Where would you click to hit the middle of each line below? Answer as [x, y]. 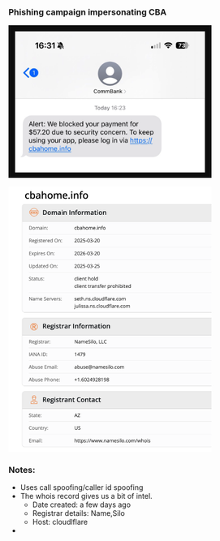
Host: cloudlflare [60, 522]
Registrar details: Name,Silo [79, 513]
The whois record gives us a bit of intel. [86, 496]
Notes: [22, 470]
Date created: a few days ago [82, 505]
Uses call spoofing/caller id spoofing [82, 487]
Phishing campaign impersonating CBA [88, 12]
